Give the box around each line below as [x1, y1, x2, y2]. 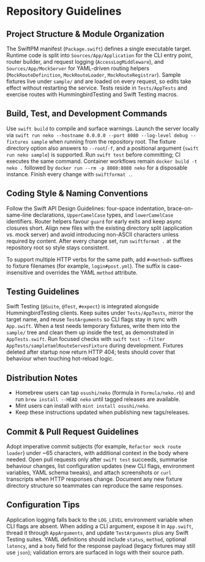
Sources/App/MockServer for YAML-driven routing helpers [6, 64, 150, 72]
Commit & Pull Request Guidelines [6, 426, 139, 437]
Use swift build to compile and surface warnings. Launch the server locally [6, 125, 199, 132]
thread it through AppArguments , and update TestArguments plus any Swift [6, 529, 188, 536]
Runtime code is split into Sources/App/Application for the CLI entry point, [6, 52, 193, 59]
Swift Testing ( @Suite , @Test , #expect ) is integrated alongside [6, 303, 159, 310]
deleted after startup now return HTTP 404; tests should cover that [6, 348, 176, 356]
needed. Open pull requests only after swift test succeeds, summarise [6, 456, 188, 463]
